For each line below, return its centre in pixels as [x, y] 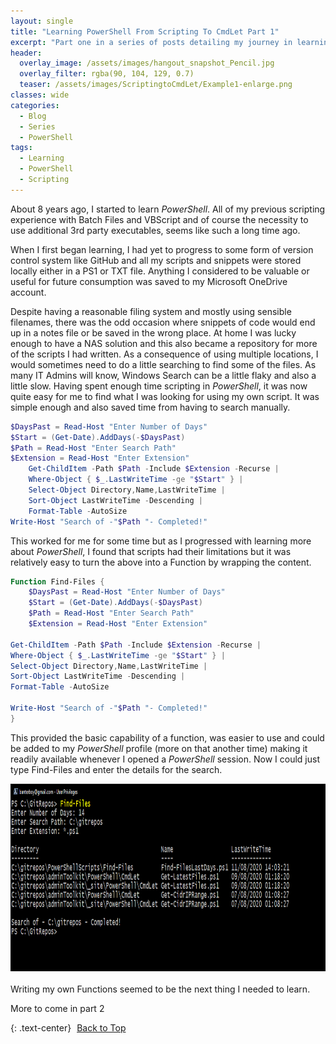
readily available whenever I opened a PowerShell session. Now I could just [165, 759]
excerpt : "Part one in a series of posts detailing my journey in [151, 42]
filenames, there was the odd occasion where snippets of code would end [163, 322]
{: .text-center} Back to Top [68, 1027]
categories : [35, 105]
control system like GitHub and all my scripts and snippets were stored [156, 260]
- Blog [33, 116]
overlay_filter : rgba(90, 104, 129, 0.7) [107, 74]
